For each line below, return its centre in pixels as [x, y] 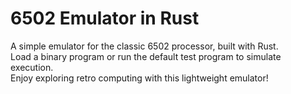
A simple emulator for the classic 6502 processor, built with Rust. [144, 46]
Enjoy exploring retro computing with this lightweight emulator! [139, 78]
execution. [32, 67]
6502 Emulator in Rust [105, 18]
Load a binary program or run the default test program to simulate [146, 56]
